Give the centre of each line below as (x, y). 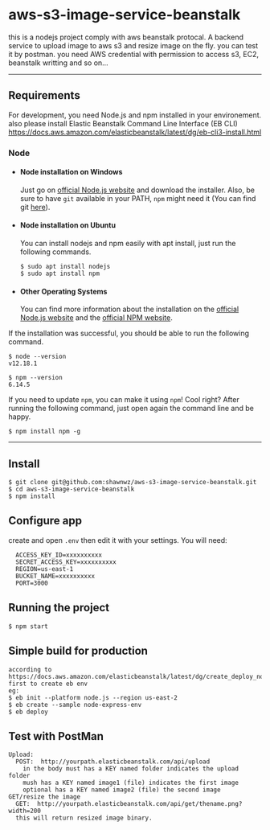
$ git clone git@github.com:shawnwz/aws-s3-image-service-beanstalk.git (133, 483)
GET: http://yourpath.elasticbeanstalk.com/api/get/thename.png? (129, 804)
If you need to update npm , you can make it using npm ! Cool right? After (124, 400)
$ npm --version (35, 378)
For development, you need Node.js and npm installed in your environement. (135, 115)
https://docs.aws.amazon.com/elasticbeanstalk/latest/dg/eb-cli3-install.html (135, 132)
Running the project (59, 608)
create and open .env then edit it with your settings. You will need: (118, 540)
